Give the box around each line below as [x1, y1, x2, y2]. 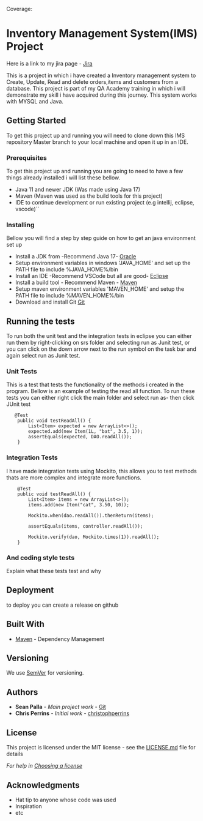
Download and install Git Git [15, 298, 85, 306]
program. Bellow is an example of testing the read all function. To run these [6, 388, 195, 395]
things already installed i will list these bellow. [6, 174, 121, 181]
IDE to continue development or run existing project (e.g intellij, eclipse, [15, 199, 194, 206]
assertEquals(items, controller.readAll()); [28, 523, 143, 529]
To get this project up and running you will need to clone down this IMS [6, 132, 185, 139]
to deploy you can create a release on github [6, 601, 119, 609]
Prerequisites [6, 153, 47, 162]
